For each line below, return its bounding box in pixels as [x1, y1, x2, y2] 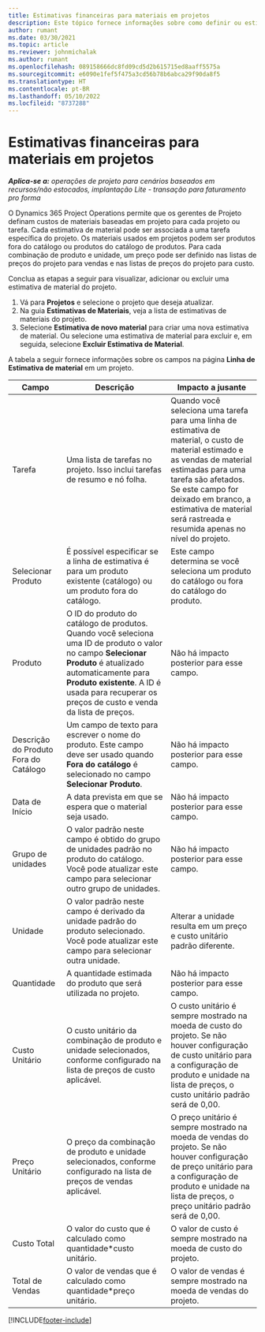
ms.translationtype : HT [8, 77, 87, 85]
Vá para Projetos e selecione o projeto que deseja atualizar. [19, 297, 215, 308]
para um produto [65, 565, 129, 576]
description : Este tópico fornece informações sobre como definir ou [8, 19, 242, 27]
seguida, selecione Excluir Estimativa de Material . [19, 340, 185, 349]
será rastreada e [170, 513, 231, 524]
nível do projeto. [170, 533, 230, 544]
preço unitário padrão [170, 1200, 251, 1211]
